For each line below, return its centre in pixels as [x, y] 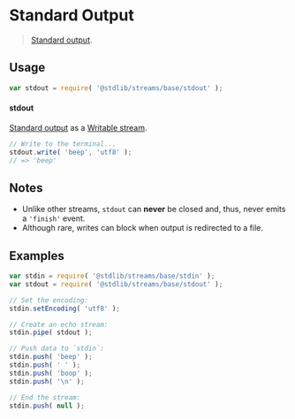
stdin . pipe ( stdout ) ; [51, 332]
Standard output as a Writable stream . [78, 127]
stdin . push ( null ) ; [47, 406]
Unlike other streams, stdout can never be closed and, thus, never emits [154, 209]
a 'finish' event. [53, 218]
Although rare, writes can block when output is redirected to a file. [142, 228]
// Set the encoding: [49, 300]
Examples [37, 256]
